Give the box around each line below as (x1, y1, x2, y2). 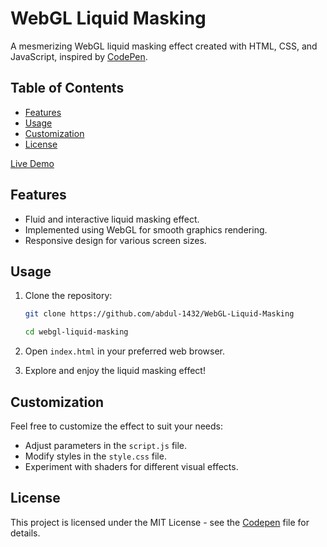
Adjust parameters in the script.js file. (24, 439, 188, 451)
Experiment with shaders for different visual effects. (24, 460, 239, 472)
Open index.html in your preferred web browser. (24, 345, 226, 357)
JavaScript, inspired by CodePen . (10, 50, 148, 62)
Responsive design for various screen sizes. (24, 234, 207, 246)
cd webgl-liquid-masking (24, 327, 129, 337)
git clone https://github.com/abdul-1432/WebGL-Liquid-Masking (24, 309, 295, 319)
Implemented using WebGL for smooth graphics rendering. (24, 223, 268, 236)
